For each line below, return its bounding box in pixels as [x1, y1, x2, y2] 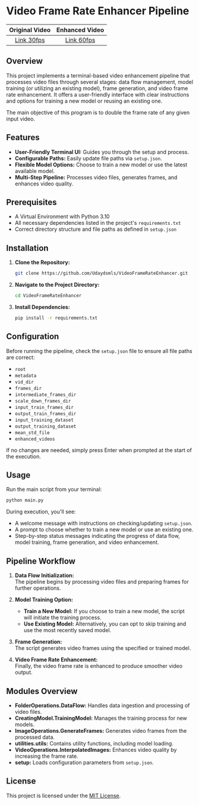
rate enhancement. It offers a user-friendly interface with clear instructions [6, 91, 189, 98]
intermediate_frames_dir [14, 392, 77, 398]
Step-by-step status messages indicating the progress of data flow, [14, 532, 180, 540]
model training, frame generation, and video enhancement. [14, 538, 159, 546]
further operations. [14, 584, 61, 592]
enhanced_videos [14, 436, 55, 442]
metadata [14, 373, 37, 379]
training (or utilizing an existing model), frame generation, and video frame [6, 85, 188, 92]
